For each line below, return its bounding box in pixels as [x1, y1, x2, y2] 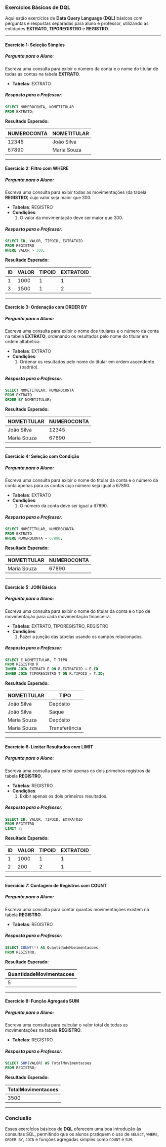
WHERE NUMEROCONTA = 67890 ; [5, 536, 63, 541]
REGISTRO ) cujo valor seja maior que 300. [5, 195, 92, 201]
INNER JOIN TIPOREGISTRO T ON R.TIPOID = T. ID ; [5, 671, 105, 676]
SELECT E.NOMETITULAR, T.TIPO [5, 657, 68, 662]
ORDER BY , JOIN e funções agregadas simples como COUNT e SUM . [5, 1137, 133, 1143]
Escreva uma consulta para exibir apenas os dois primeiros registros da [5, 768, 151, 774]
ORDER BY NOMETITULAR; [5, 397, 52, 402]
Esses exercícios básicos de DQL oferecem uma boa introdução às [5, 1126, 142, 1132]
